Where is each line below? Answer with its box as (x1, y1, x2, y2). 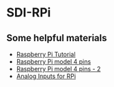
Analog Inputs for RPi (16, 72, 76, 80)
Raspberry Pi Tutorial (16, 50, 76, 58)
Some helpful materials (6, 32, 107, 44)
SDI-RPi (6, 5, 51, 21)
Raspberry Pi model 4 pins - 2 (16, 65, 101, 73)
